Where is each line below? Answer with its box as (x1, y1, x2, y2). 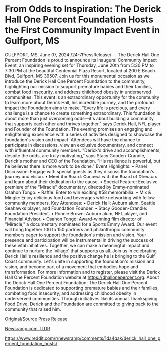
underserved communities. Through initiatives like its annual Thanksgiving (5, 295, 158, 301)
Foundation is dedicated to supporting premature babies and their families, (5, 285, 159, 291)
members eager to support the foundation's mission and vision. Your (5, 232, 146, 238)
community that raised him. (5, 306, 61, 312)
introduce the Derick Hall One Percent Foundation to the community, (5, 78, 146, 84)
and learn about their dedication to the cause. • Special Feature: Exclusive (5, 178, 158, 185)
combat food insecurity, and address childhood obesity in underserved (5, 89, 151, 95)
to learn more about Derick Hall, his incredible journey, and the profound (5, 99, 154, 105)
